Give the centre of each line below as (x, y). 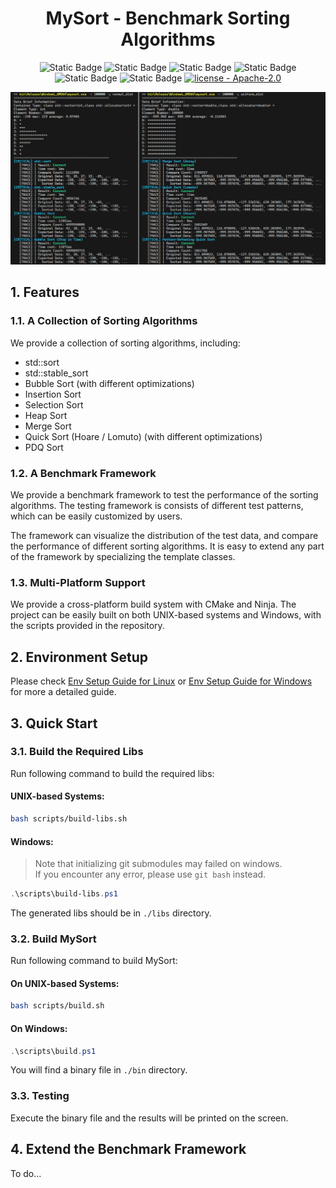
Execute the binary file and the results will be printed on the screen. (149, 1118)
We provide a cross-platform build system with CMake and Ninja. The (153, 604)
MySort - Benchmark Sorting (168, 18)
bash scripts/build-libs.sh (69, 819)
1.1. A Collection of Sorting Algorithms (104, 321)
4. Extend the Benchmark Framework (128, 1149)
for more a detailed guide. (63, 692)
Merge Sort (48, 426)
